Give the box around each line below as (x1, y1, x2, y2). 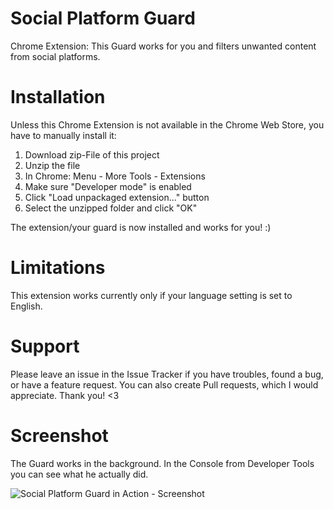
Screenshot (10, 424, 109, 447)
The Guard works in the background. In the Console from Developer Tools (10, 457, 315, 469)
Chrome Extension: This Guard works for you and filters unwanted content (10, 40, 317, 52)
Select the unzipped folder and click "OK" (24, 202, 198, 214)
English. (10, 300, 43, 312)
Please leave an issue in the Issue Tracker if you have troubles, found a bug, (10, 368, 324, 380)
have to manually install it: (10, 129, 117, 141)
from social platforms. (10, 50, 101, 62)
